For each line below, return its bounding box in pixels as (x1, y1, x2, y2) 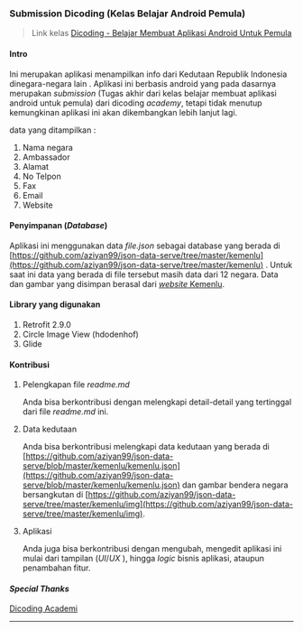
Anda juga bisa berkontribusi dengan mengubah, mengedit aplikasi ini (22, 543, 282, 554)
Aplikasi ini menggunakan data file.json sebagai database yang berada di (9, 240, 281, 251)
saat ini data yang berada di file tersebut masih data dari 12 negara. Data (9, 269, 279, 280)
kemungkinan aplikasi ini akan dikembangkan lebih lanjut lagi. (9, 107, 238, 117)
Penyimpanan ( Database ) (9, 220, 108, 231)
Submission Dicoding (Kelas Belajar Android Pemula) (9, 7, 246, 20)
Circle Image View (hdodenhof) (22, 329, 140, 339)
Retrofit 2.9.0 (22, 319, 72, 329)
